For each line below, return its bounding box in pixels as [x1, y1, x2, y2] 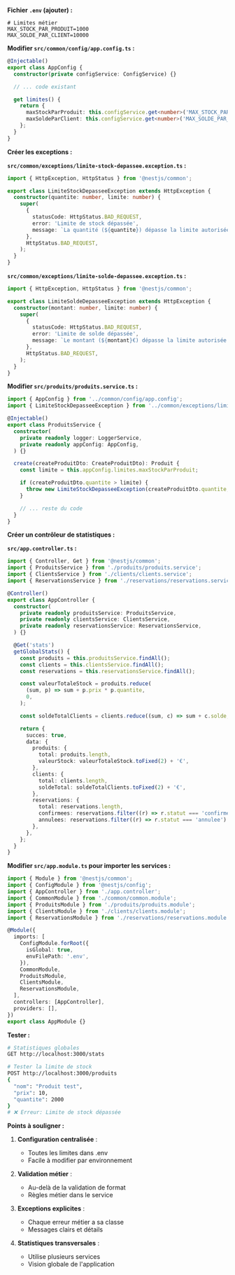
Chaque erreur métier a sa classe [27, 1218, 124, 1227]
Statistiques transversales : [17, 1239, 100, 1248]
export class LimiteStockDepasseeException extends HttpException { [7, 187, 211, 195]
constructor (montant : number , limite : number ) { [13, 304, 158, 311]
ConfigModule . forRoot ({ [20, 940, 90, 947]
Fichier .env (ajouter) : [7, 6, 73, 14]
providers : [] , [13, 1005, 58, 1012]
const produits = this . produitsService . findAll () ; [20, 654, 171, 661]
